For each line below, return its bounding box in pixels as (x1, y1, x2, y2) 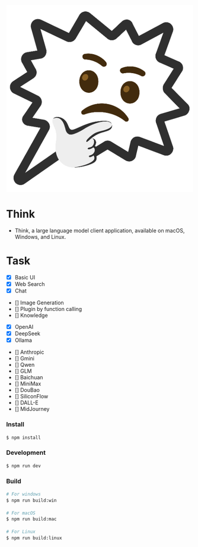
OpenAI (14, 323, 34, 331)
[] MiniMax (14, 380, 41, 388)
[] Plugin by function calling (14, 306, 82, 313)
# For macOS (6, 510, 36, 516)
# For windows (6, 491, 41, 497)
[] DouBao (14, 386, 40, 394)
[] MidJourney (14, 405, 50, 413)
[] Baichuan (14, 374, 43, 381)
